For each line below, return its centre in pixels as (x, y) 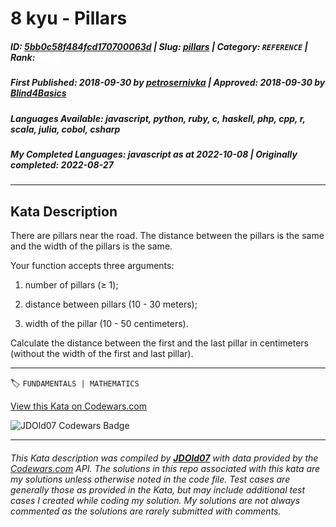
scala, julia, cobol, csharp (65, 129)
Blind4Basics (38, 93)
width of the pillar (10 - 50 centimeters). (106, 324)
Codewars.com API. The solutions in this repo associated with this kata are (165, 468)
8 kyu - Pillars (69, 18)
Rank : (23, 57)
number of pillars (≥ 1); (71, 285)
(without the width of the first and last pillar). (102, 354)
